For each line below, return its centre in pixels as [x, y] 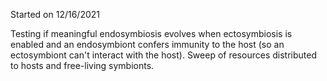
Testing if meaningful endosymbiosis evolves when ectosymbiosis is [151, 33]
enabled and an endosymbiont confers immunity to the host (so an [147, 44]
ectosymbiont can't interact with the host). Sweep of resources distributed [163, 55]
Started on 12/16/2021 [55, 14]
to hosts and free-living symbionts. [82, 65]
